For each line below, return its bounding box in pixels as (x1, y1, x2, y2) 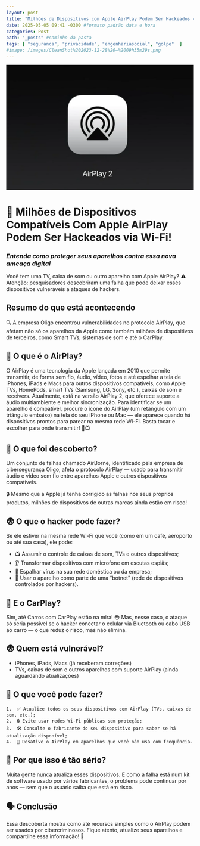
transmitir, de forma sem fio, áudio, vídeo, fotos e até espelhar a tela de (6, 373, 182, 380)
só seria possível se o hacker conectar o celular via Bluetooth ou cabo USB (6, 620, 190, 627)
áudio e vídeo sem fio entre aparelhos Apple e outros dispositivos (6, 472, 167, 479)
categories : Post (6, 29, 49, 35)
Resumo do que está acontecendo (6, 303, 136, 313)
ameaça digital (6, 259, 51, 268)
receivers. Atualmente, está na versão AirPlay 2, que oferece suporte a (6, 392, 180, 399)
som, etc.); (6, 712, 36, 718)
